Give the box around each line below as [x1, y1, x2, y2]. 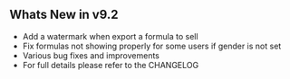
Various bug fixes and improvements [22, 49, 160, 61]
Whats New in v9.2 [9, 7, 119, 22]
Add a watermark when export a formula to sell [22, 31, 198, 41]
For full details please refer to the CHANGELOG [22, 59, 199, 70]
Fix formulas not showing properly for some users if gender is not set [22, 40, 282, 51]
